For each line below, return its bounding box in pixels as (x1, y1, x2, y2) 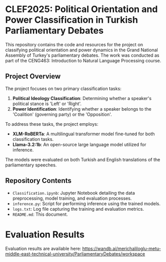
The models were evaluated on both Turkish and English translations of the (5, 156, 160, 162)
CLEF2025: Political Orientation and (5, 4, 158, 15)
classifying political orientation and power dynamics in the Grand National (5, 47, 158, 53)
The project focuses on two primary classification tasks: (5, 85, 122, 92)
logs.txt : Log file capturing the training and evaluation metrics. (12, 206, 144, 212)
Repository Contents (5, 177, 72, 185)
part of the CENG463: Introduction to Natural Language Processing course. (5, 57, 161, 63)
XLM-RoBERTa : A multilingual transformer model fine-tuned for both (12, 131, 155, 137)
